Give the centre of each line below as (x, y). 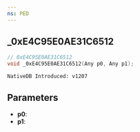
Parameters (33, 97)
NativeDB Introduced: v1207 (48, 77)
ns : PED (18, 13)
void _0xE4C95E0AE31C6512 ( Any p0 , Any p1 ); (71, 64)
